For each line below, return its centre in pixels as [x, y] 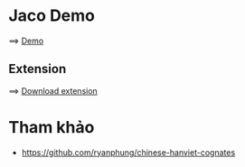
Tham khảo [52, 127]
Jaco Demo [52, 16]
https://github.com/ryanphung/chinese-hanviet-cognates [128, 152]
